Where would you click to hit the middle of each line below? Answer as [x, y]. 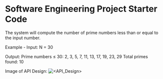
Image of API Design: [26, 71]
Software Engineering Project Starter [81, 9]
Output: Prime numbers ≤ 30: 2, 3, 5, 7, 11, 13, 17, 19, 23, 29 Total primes [77, 56]
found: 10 [14, 62]
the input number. [23, 38]
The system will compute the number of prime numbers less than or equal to [82, 32]
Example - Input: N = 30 [29, 47]
